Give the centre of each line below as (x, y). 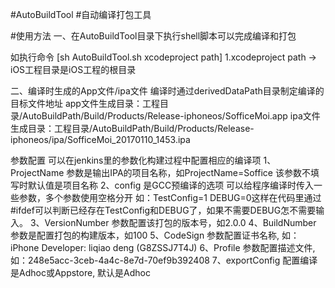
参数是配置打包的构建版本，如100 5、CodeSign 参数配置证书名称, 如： (155, 235)
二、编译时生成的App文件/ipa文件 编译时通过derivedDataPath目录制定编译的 (167, 91)
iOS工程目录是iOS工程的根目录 (73, 69)
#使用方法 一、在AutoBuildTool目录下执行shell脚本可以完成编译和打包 (153, 36)
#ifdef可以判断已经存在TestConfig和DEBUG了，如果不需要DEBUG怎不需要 (163, 210)
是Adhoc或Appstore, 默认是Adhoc (81, 272)
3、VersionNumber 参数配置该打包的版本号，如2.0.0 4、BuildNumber (173, 222)
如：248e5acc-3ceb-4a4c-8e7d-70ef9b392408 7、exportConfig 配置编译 (164, 260)
